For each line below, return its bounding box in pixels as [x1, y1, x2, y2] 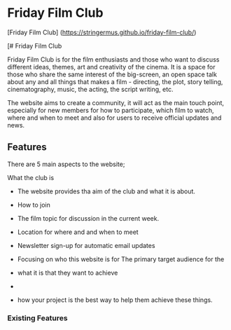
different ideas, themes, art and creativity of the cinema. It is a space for [7, 62, 216, 71]
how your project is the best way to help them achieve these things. [17, 296, 213, 304]
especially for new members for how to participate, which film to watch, [7, 106, 215, 114]
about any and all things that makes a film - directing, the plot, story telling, [7, 77, 223, 85]
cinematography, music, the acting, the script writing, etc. [7, 85, 174, 93]
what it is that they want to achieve [17, 268, 118, 277]
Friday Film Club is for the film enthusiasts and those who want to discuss [7, 55, 220, 64]
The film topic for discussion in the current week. [17, 214, 160, 222]
